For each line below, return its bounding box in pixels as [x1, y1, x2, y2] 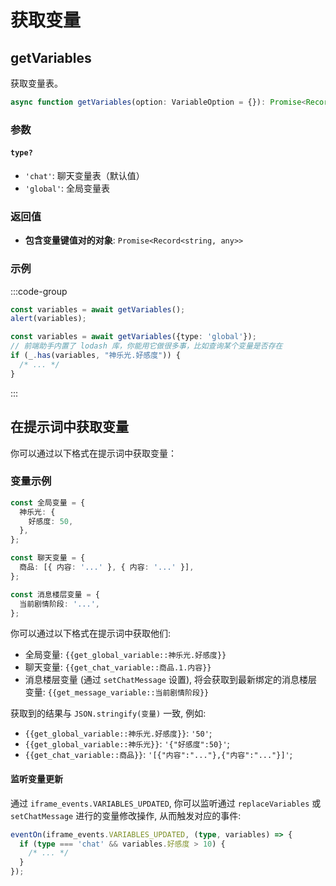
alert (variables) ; [10, 314, 87, 324]
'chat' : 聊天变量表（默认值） [24, 170, 145, 181]
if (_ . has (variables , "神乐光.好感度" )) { [10, 351, 181, 361]
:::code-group [10, 285, 68, 297]
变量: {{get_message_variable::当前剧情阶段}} [24, 686, 210, 698]
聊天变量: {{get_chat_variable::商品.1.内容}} [24, 661, 212, 673]
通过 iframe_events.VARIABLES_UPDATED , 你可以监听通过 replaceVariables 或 [10, 797, 322, 809]
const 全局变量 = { [10, 497, 86, 508]
